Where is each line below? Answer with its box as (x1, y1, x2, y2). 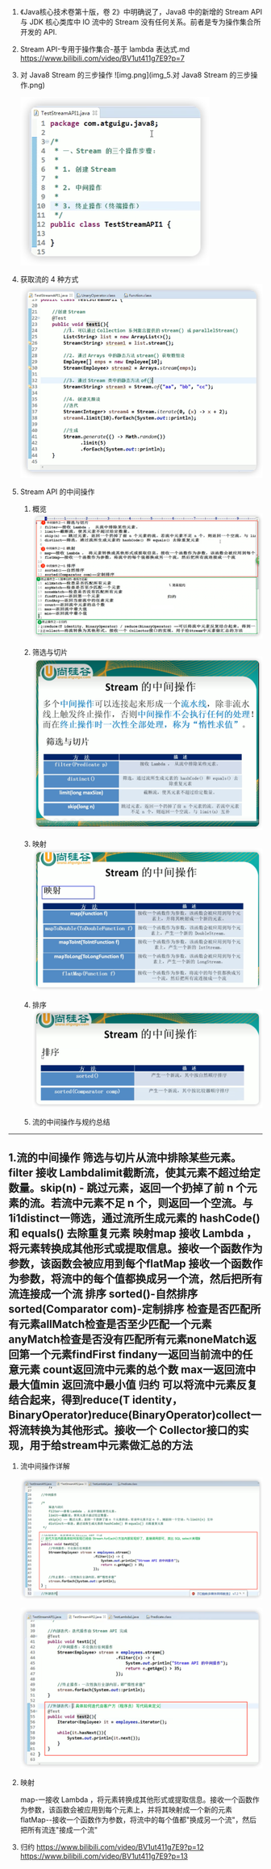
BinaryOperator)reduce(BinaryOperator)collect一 (8, 1408, 262, 1422)
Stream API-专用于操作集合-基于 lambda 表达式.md (19, 44, 190, 54)
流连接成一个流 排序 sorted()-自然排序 (8, 1287, 198, 1301)
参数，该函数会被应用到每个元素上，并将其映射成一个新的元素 (27, 1804, 232, 1814)
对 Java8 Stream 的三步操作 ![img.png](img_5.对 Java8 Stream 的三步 (19, 70, 252, 79)
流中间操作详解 (19, 1461, 70, 1471)
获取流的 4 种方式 (19, 274, 79, 284)
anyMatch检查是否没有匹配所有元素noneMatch (8, 1332, 246, 1346)
